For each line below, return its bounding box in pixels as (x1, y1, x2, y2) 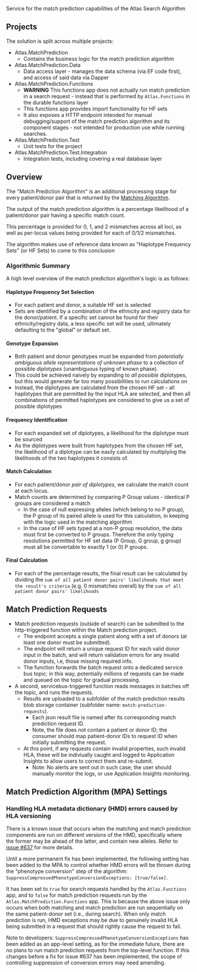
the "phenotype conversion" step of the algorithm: (6, 868, 128, 875)
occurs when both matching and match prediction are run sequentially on (6, 904, 184, 911)
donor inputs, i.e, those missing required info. (23, 658, 133, 665)
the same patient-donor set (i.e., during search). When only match (6, 910, 166, 917)
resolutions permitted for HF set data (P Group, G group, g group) (23, 537, 182, 544)
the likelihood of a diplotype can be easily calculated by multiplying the (14, 448, 186, 455)
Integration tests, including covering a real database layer (23, 155, 162, 162)
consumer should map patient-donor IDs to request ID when (32, 732, 178, 739)
